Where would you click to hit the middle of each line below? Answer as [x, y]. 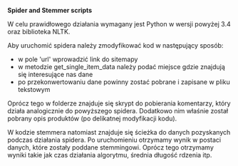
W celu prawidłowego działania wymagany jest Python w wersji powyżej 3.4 [119, 24]
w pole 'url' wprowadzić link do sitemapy [78, 59]
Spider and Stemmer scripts [50, 10]
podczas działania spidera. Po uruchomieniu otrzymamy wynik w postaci [114, 140]
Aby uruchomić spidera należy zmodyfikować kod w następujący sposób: [115, 45]
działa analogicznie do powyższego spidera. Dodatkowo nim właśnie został [118, 111]
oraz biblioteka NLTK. [39, 32]
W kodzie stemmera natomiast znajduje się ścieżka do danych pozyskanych [119, 132]
